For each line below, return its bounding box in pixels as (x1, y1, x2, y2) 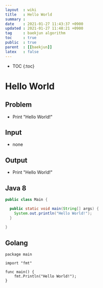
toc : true (5, 36, 37, 41)
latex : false (5, 49, 39, 54)
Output (5, 156, 27, 164)
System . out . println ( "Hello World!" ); (14, 211, 93, 216)
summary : (5, 17, 26, 22)
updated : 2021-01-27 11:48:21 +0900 (5, 26, 84, 31)
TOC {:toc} (12, 63, 35, 69)
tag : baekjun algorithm (5, 31, 66, 36)
